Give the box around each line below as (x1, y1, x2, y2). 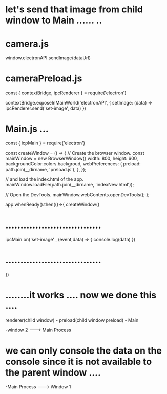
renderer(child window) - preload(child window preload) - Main (5, 317, 139, 323)
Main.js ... (5, 123, 49, 135)
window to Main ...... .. (5, 14, 102, 26)
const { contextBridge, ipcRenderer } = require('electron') (5, 90, 127, 96)
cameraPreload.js (5, 73, 82, 85)
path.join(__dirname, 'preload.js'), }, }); (5, 167, 87, 172)
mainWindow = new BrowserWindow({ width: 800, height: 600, (5, 155, 138, 161)
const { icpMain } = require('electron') (5, 140, 86, 146)
